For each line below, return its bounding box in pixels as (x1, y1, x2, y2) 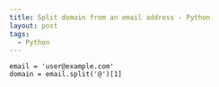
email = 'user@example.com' (9, 62, 115, 71)
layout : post (9, 21, 58, 30)
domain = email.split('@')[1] (9, 70, 123, 79)
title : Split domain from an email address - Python (9, 12, 211, 22)
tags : (9, 29, 30, 38)
